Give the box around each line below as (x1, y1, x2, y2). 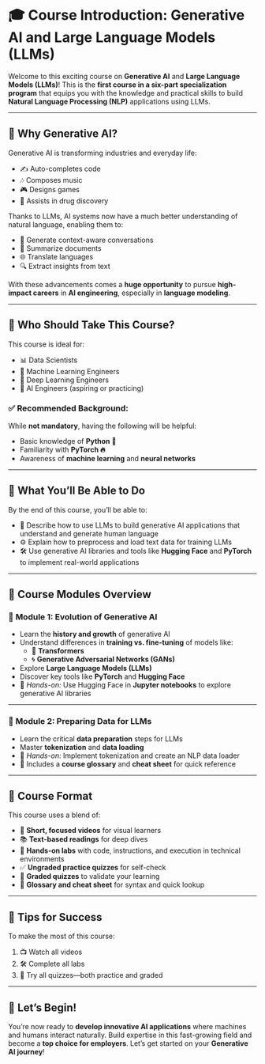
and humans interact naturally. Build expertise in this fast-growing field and (8, 1030, 252, 1040)
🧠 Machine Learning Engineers (19, 366, 120, 376)
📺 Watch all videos (19, 947, 83, 957)
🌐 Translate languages (19, 252, 94, 261)
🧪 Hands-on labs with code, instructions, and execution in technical (19, 846, 241, 855)
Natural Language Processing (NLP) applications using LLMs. (8, 97, 211, 106)
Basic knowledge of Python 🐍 (19, 436, 117, 445)
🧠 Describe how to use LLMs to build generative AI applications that (19, 520, 241, 530)
